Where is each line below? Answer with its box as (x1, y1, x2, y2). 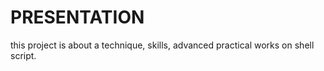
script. (10, 49, 37, 61)
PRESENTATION (10, 6, 145, 29)
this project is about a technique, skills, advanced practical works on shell (10, 39, 315, 51)
